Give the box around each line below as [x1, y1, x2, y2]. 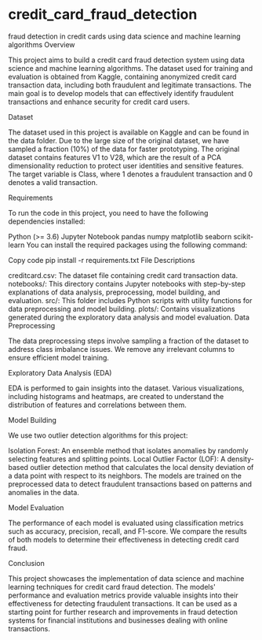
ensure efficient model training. [8, 353, 110, 362]
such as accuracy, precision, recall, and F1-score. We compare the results [8, 526, 247, 536]
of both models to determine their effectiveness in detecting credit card [8, 535, 239, 544]
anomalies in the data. [8, 487, 80, 497]
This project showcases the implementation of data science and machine [8, 573, 245, 583]
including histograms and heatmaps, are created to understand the [8, 391, 224, 401]
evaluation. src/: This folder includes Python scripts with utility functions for [8, 295, 253, 305]
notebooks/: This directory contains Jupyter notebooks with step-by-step [8, 279, 246, 288]
